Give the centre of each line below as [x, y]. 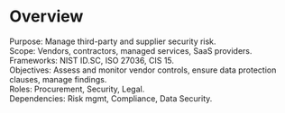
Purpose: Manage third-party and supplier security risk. [113, 41]
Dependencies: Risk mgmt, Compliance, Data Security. [111, 98]
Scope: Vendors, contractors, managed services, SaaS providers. [131, 50]
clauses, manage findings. [58, 79]
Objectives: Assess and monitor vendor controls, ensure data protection [143, 70]
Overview [46, 17]
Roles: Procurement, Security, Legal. [77, 89]
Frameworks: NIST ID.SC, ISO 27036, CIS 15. [92, 60]
